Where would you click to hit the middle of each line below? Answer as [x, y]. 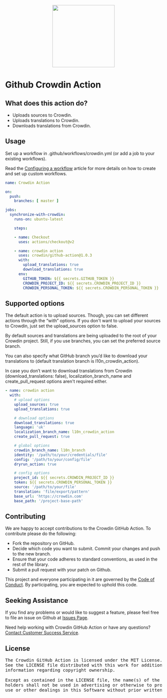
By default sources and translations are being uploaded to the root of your [81, 336]
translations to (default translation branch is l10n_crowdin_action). [72, 361]
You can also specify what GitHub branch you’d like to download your [76, 356]
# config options [32, 473]
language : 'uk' [30, 427]
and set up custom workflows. [36, 173]
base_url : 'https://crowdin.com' [49, 496]
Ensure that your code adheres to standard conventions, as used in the [85, 559]
